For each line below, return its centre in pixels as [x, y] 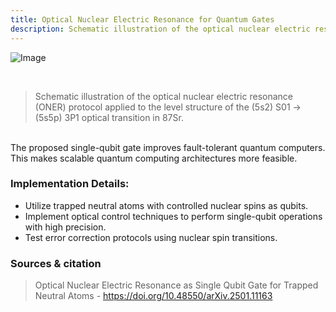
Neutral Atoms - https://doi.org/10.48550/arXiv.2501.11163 [153, 296]
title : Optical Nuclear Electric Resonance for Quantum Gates [142, 19]
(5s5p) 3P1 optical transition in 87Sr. [109, 117]
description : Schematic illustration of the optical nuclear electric [160, 29]
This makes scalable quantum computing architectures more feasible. [154, 158]
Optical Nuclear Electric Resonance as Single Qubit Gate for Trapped [176, 285]
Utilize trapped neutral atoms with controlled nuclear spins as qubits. [166, 205]
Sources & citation [56, 263]
